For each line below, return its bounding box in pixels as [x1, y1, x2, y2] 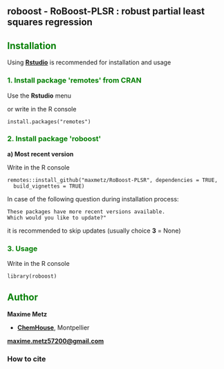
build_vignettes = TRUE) [13, 183, 85, 190]
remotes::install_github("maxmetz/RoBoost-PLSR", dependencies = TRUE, [7, 177, 218, 183]
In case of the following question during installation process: [7, 195, 179, 203]
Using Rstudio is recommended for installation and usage [7, 58, 171, 66]
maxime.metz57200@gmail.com [7, 336, 104, 345]
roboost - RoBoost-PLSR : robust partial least [7, 6, 205, 17]
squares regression [7, 17, 93, 28]
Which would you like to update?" [7, 214, 107, 221]
